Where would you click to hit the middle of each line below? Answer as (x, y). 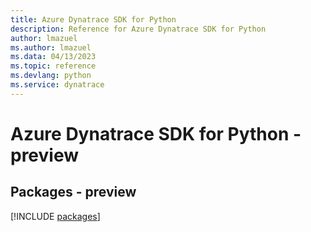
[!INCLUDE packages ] (55, 216)
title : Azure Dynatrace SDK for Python (93, 19)
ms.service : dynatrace (57, 85)
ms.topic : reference (53, 66)
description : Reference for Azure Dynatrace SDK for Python (138, 29)
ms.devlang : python (51, 76)
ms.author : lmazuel (51, 47)
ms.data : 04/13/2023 (53, 57)
